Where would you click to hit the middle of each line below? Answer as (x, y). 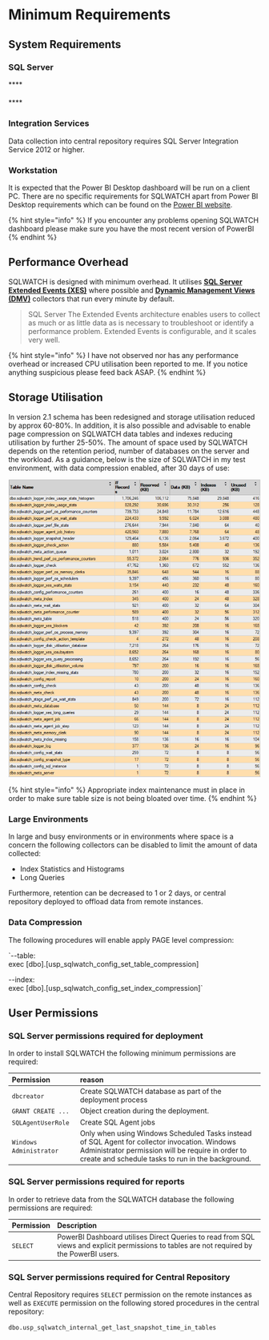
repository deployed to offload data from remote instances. (106, 902)
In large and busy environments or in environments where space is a (121, 837)
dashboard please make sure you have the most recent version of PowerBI (131, 229)
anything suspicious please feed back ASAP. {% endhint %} (107, 372)
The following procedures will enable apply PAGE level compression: (121, 940)
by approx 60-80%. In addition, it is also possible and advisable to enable (129, 425)
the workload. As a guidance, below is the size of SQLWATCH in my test (127, 459)
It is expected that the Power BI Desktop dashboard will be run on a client (129, 188)
